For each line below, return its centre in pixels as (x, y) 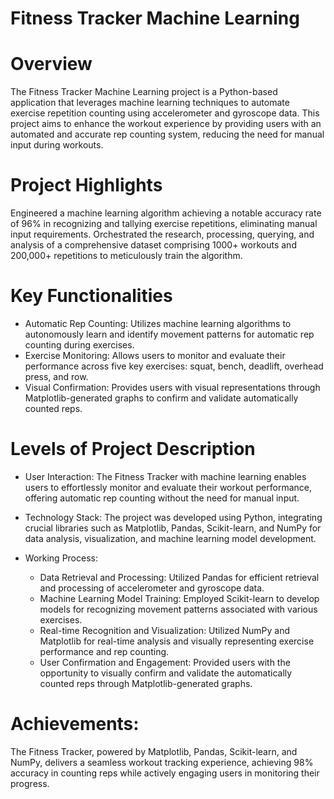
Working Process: (61, 558)
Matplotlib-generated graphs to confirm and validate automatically (161, 398)
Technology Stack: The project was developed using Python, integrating (173, 517)
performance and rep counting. (104, 651)
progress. (30, 783)
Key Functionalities (91, 296)
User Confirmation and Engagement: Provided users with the (165, 662)
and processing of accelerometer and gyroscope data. (152, 588)
